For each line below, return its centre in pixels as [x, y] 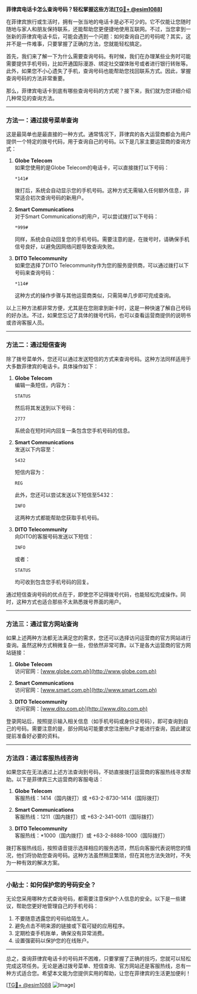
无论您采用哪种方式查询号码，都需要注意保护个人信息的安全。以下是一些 [93, 899]
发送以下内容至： [35, 449]
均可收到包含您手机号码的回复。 [53, 582]
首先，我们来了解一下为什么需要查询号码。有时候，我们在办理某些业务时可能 [98, 56]
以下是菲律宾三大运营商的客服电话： [60, 779]
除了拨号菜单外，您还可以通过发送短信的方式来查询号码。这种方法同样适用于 [98, 359]
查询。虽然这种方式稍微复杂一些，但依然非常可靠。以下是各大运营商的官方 [96, 645]
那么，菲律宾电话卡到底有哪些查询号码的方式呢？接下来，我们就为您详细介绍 [98, 91]
